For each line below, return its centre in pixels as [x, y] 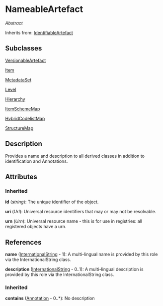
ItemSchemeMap [23, 109]
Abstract [14, 23]
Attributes [21, 176]
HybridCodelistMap [25, 118]
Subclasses [24, 48]
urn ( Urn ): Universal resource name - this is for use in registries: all [74, 221]
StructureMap [19, 128]
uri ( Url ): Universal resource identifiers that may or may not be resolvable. [81, 212]
